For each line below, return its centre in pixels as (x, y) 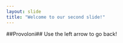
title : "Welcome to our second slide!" (56, 17)
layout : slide (24, 11)
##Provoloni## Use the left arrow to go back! (62, 34)
